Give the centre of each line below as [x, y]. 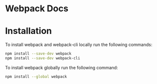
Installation [29, 31]
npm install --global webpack [36, 77]
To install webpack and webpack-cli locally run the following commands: [79, 45]
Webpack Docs [37, 9]
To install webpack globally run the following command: [62, 67]
